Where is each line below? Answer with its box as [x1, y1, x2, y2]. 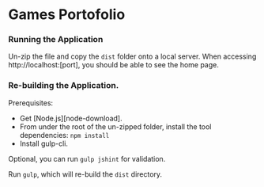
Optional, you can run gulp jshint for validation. [8, 154, 166, 163]
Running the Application [8, 34, 104, 45]
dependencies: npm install [19, 130, 110, 139]
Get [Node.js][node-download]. [19, 113, 123, 123]
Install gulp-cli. [19, 139, 69, 148]
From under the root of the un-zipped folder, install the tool [19, 121, 212, 132]
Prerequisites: [8, 97, 54, 108]
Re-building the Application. [8, 80, 119, 91]
